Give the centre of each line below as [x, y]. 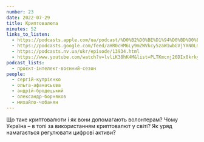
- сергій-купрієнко [36, 79]
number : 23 [20, 12]
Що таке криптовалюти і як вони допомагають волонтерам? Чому [92, 120]
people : [16, 74]
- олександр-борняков [39, 96]
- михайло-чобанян [35, 102]
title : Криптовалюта [32, 23]
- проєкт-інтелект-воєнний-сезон [54, 68]
